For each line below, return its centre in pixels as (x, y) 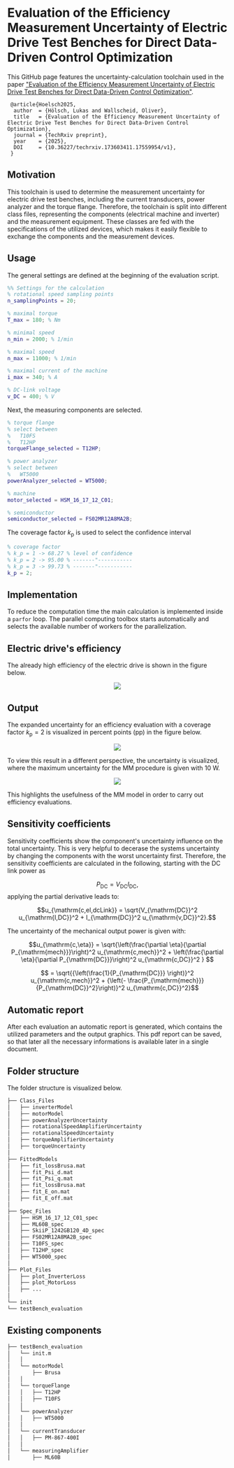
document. (23, 1049)
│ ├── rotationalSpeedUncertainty (60, 1133)
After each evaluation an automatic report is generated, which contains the (115, 1027)
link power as (27, 870)
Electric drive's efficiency (64, 648)
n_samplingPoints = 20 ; (42, 301)
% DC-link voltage (34, 390)
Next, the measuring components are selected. (75, 410)
